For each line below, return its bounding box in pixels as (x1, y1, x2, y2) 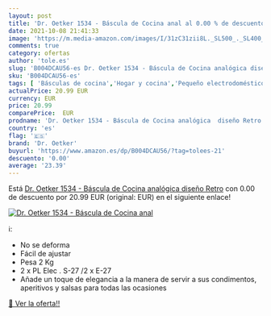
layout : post (8, 11, 52, 20)
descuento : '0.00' (8, 154, 70, 162)
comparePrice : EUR (8, 110, 74, 118)
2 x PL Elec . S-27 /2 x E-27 (19, 266, 111, 276)
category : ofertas (8, 49, 70, 57)
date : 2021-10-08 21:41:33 (8, 27, 99, 35)
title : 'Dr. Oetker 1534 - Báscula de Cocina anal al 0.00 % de (8, 19, 229, 27)
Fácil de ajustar (19, 249, 71, 259)
